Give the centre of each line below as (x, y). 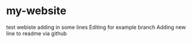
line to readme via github (37, 33)
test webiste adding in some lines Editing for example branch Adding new (96, 27)
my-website (36, 11)
